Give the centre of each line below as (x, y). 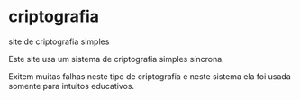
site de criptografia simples (59, 41)
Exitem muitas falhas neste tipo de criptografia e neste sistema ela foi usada (150, 76)
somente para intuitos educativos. (72, 86)
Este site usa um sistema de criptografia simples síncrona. (116, 59)
